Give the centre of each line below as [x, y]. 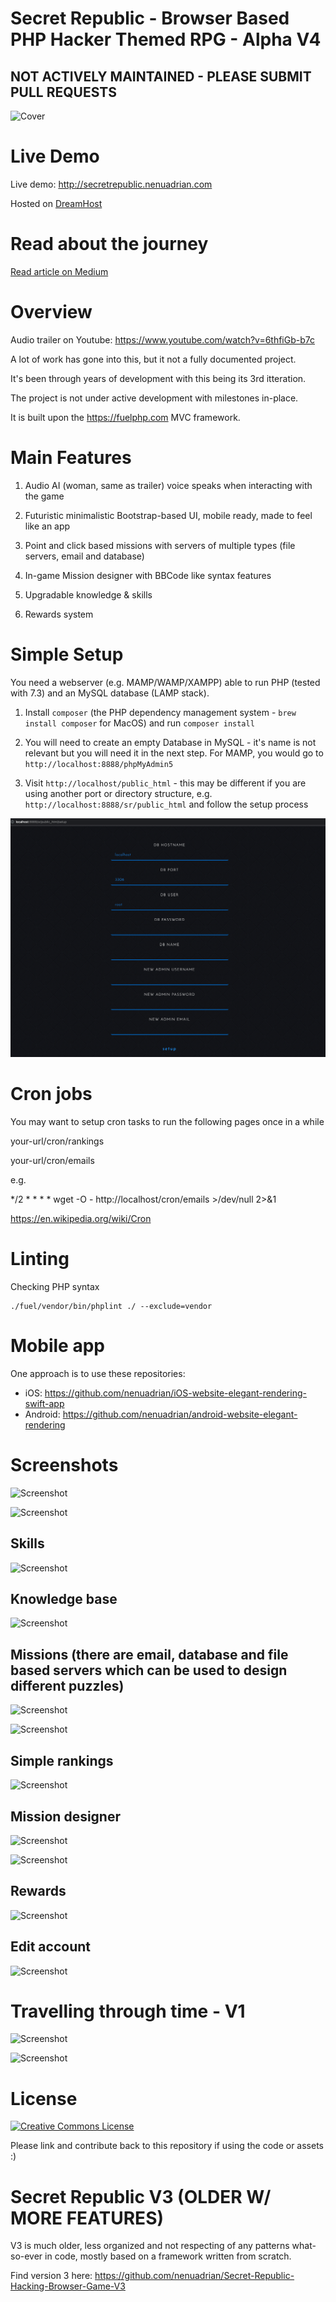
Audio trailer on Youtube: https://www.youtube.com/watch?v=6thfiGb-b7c [162, 339]
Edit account [50, 1947]
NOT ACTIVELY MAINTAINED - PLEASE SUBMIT [161, 76]
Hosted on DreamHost [56, 203]
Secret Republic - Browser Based [150, 18]
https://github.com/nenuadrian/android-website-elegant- [180, 1414]
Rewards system [59, 614]
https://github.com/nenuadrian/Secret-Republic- [194, 2276]
